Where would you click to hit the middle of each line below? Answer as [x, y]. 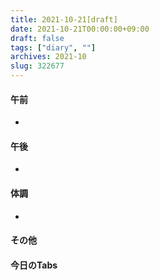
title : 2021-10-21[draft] [64, 19]
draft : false [37, 38]
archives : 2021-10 [48, 57]
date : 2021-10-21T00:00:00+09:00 [80, 29]
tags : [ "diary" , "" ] [53, 47]
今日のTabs [34, 265]
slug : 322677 [37, 66]
